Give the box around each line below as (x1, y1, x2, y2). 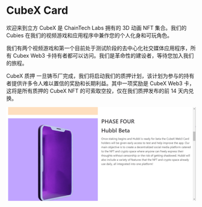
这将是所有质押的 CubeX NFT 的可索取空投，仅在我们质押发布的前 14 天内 (6, 87, 189, 94)
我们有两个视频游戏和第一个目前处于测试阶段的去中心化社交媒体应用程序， (6, 44, 191, 52)
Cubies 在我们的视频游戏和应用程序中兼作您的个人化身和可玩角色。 (6, 31, 173, 39)
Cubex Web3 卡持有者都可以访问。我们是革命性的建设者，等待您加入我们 (13, 52, 194, 59)
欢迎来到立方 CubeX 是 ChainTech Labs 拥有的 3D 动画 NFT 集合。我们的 (6, 24, 187, 31)
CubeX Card (6, 4, 69, 17)
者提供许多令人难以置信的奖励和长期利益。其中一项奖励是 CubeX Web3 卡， (6, 79, 195, 87)
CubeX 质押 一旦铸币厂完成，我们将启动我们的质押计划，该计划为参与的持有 (6, 72, 195, 79)
